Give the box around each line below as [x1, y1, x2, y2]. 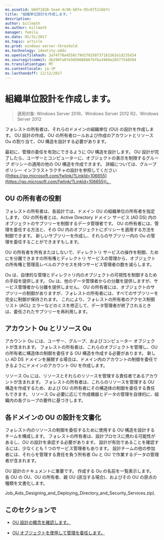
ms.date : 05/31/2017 [5, 35, 47, 40]
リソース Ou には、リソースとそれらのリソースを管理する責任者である [5, 373, 145, 379]
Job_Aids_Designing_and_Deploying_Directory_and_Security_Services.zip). [5, 490, 156, 496]
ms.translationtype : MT [5, 62, 54, 67]
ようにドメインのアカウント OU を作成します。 [13, 363, 108, 369]
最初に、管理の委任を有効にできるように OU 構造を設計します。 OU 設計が [5, 149, 155, 155]
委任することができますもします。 [13, 238, 82, 245]
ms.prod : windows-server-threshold [5, 44, 78, 48]
